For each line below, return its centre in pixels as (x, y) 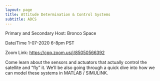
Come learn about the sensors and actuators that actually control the (76, 62)
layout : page (19, 10)
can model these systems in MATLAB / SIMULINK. (57, 73)
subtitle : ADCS (21, 19)
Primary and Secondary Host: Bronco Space (51, 33)
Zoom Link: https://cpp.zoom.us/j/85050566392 (55, 52)
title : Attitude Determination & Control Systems (58, 14)
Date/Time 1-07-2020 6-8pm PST (40, 43)
